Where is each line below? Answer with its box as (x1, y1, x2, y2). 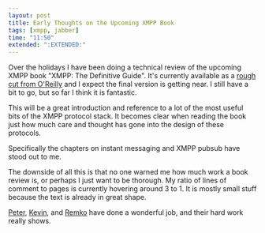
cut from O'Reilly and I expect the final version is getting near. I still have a (8, 80, 248, 89)
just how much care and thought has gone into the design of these (8, 120, 225, 130)
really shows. (8, 216, 51, 226)
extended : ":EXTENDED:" (8, 41, 87, 49)
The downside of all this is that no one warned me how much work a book (8, 167, 248, 177)
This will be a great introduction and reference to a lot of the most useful (8, 103, 244, 113)
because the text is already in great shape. (8, 193, 147, 202)
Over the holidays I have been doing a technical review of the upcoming (8, 62, 242, 72)
